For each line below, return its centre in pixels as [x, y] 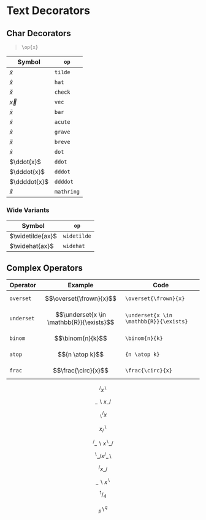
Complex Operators [44, 268]
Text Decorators [48, 11]
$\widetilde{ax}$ [33, 236]
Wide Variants [28, 210]
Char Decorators [39, 33]
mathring [67, 191]
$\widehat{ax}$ [32, 246]
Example [81, 285]
